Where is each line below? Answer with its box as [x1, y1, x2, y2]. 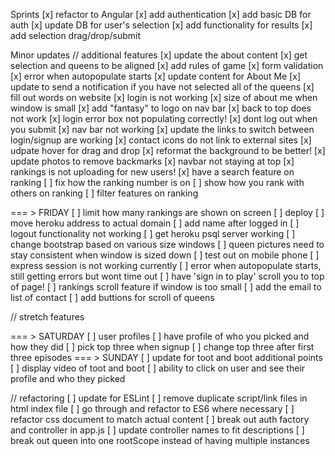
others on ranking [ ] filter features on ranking [10, 187, 199, 199]
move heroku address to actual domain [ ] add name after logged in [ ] [10, 217, 300, 229]
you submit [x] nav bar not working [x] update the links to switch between [10, 124, 315, 135]
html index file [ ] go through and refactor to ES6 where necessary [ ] [10, 403, 295, 414]
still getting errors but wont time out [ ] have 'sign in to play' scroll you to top [10, 270, 325, 282]
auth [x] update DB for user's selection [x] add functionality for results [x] [10, 19, 313, 31]
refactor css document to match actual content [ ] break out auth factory [10, 414, 310, 425]
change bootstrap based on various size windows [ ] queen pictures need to [10, 239, 325, 250]
